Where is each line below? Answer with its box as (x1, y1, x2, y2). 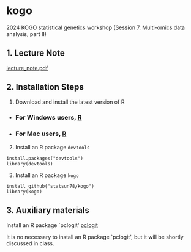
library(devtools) (6, 160, 53, 167)
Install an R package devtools (15, 143, 90, 151)
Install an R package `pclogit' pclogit (6, 221, 98, 229)
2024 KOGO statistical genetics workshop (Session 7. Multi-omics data (6, 24, 185, 31)
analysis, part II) (6, 30, 47, 37)
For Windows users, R (15, 113, 82, 122)
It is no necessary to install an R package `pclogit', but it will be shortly (6, 233, 184, 240)
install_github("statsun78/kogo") (6, 183, 95, 189)
